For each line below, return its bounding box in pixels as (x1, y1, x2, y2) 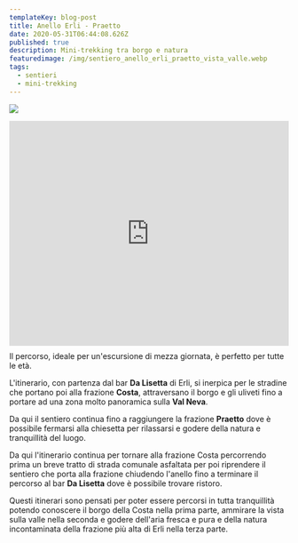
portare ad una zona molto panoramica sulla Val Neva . (9, 396, 208, 407)
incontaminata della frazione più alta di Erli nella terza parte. (9, 523, 229, 534)
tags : (9, 63, 29, 72)
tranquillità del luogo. (9, 432, 86, 443)
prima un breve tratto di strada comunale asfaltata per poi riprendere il (9, 459, 266, 469)
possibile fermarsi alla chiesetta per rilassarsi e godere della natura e (9, 423, 262, 434)
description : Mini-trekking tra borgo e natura (9, 46, 189, 55)
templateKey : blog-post (9, 12, 98, 22)
